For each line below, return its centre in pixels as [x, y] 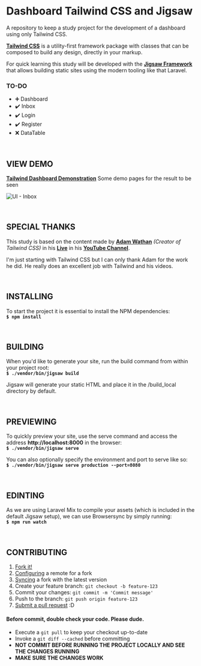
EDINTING [25, 495]
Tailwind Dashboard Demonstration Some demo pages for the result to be [99, 178]
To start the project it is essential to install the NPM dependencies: [88, 311]
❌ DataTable [30, 133]
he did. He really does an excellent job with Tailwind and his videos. [90, 266]
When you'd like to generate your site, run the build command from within [97, 361]
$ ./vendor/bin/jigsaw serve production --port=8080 [73, 465]
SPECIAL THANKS [41, 227]
